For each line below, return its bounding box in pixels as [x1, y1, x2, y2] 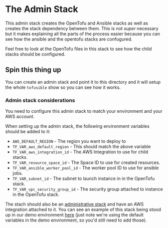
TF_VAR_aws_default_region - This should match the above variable [12, 144, 151, 150]
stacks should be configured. [5, 51, 66, 57]
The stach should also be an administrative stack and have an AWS [5, 201, 144, 207]
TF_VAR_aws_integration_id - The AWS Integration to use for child [12, 149, 148, 155]
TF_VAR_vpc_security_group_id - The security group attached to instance [12, 186, 163, 192]
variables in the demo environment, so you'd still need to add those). [5, 217, 147, 223]
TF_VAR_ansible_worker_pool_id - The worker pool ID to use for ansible [12, 165, 159, 171]
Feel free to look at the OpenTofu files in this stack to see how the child [5, 46, 152, 52]
